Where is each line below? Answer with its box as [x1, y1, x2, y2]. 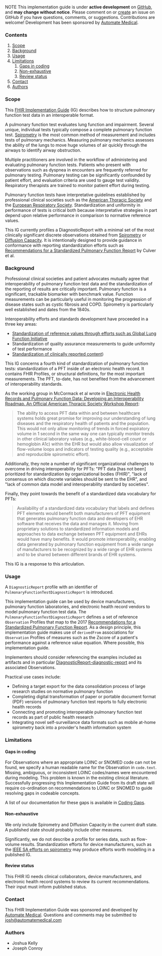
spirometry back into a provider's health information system [12, 724, 132, 731]
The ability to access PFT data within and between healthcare [16, 410, 140, 416]
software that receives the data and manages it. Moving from [16, 520, 139, 526]
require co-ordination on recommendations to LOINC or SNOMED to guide [5, 785, 153, 791]
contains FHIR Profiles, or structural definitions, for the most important [5, 371, 145, 376]
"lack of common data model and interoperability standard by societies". [5, 481, 149, 487]
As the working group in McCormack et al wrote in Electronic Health [5, 390, 141, 396]
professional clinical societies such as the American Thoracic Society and [5, 197, 152, 203]
